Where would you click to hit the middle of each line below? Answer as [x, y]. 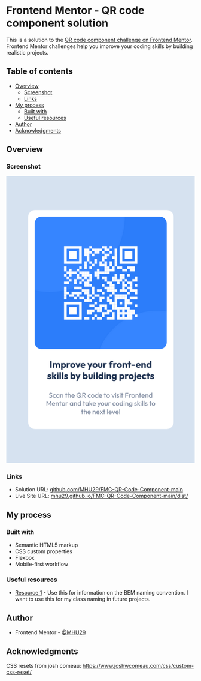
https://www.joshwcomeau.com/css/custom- [138, 666]
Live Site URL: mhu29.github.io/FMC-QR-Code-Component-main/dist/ [101, 496]
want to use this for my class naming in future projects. [83, 599]
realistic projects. [28, 52]
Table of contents [39, 72]
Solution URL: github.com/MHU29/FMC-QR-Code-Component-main [99, 490]
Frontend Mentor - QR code [75, 10]
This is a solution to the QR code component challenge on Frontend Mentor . [99, 40]
